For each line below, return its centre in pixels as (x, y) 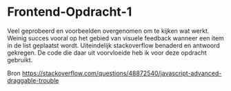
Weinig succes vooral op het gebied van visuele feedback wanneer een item (115, 38)
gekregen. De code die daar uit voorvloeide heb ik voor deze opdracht (107, 53)
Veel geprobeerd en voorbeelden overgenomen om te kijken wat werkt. (108, 31)
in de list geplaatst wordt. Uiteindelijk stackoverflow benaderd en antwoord (114, 45)
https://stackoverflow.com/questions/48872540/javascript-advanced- (122, 73)
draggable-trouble (33, 80)
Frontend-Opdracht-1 (70, 12)
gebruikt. (20, 60)
